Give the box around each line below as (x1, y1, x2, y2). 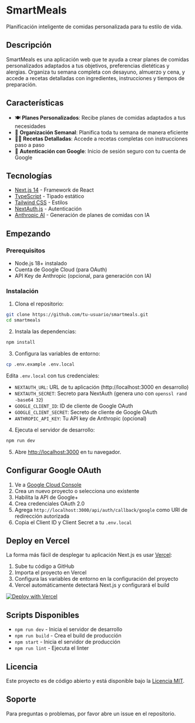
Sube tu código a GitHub (14, 563, 75, 570)
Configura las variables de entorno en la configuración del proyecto (14, 576, 179, 583)
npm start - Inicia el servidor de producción (14, 638, 120, 646)
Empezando (6, 228, 51, 239)
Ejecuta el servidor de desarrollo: (14, 426, 95, 433)
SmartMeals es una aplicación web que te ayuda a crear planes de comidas (6, 55, 189, 63)
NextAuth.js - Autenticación (14, 205, 82, 212)
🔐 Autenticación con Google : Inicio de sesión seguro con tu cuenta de (14, 147, 186, 155)
